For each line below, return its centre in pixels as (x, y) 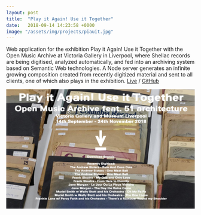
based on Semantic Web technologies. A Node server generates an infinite (98, 68)
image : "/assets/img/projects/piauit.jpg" (60, 32)
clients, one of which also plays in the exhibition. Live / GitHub (83, 81)
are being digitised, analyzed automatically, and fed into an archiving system (100, 62)
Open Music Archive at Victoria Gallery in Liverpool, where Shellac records (98, 56)
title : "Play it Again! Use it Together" (60, 19)
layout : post (22, 13)
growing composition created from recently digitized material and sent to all (100, 75)
